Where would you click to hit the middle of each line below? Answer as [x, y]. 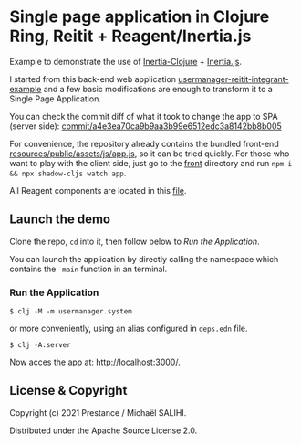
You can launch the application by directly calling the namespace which [144, 259]
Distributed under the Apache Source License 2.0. [104, 430]
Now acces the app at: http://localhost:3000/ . [95, 362]
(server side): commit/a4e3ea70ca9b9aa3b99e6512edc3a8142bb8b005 [146, 126]
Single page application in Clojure [140, 17]
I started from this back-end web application [93, 79]
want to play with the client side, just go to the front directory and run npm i [151, 163]
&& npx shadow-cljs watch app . [68, 173]
